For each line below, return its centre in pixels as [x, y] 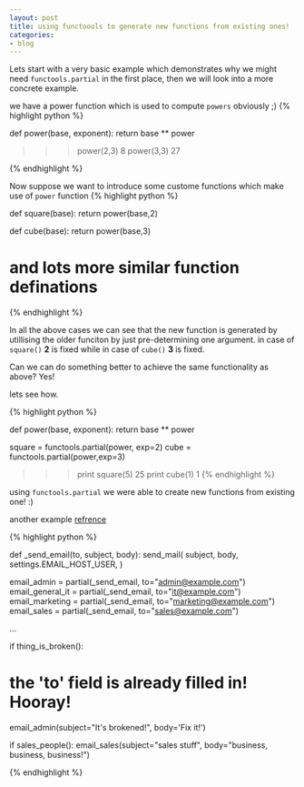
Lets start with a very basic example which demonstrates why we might [143, 69]
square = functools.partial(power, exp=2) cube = [101, 448]
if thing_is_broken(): [47, 646]
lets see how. [34, 394]
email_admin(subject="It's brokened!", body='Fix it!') [108, 728]
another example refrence [58, 520]
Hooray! [40, 702]
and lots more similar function [125, 268]
